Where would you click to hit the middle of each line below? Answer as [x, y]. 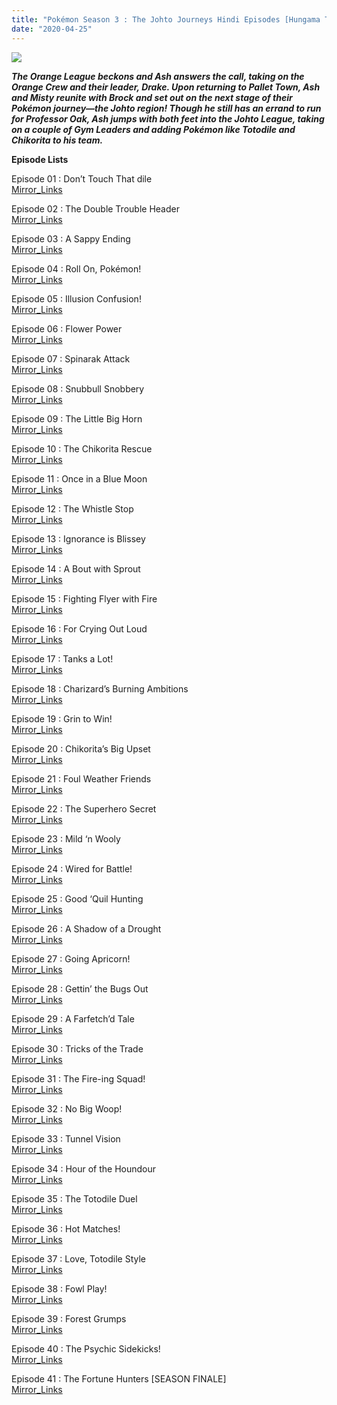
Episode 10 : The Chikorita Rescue [82, 448]
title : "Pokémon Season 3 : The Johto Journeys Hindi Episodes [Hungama [166, 19]
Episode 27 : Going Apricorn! [71, 958]
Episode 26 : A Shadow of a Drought [86, 928]
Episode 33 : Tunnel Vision [66, 1138]
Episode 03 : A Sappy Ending [71, 238]
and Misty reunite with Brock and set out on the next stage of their [152, 97]
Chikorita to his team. [57, 140]
